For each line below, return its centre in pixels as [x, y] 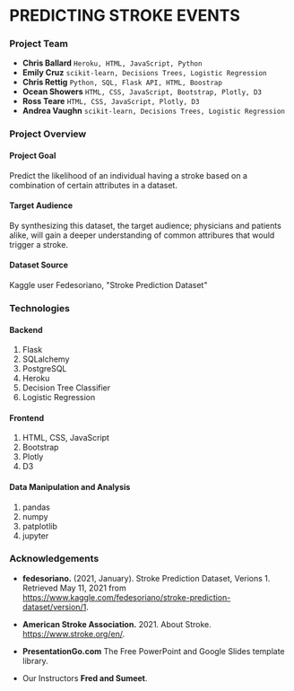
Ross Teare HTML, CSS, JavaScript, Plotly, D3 [111, 101]
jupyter [35, 536]
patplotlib [40, 526]
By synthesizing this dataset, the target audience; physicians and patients [146, 225]
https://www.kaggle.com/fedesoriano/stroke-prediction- [126, 597]
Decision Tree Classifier [66, 388]
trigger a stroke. [39, 244]
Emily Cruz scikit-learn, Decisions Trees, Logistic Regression [144, 73]
